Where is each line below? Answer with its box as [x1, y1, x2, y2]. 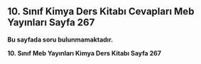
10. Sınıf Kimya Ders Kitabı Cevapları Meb [7, 6, 195, 18]
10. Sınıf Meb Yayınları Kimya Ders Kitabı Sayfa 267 [7, 49, 162, 57]
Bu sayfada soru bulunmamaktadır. [7, 35, 114, 44]
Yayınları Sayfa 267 [7, 17, 95, 29]
